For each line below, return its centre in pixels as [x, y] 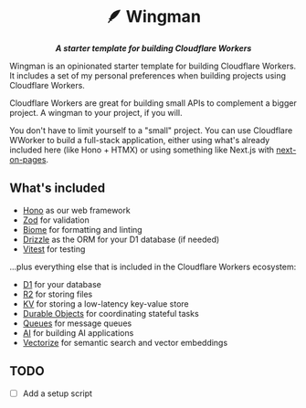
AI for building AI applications [78, 332]
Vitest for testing [54, 249]
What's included [58, 188]
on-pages [28, 159]
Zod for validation [56, 220]
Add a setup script [58, 393]
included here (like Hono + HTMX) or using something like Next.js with [142, 150]
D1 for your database [62, 284]
